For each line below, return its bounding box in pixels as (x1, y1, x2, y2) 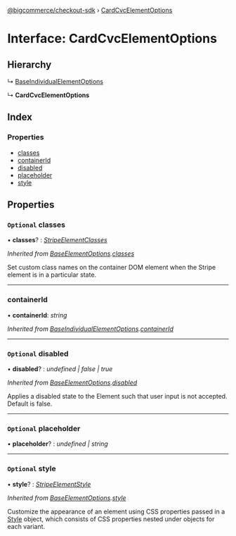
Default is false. (7, 399, 53, 408)
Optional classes (7, 220, 65, 230)
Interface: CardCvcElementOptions (7, 31, 218, 46)
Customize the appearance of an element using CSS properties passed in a (7, 507, 225, 516)
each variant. (7, 522, 46, 530)
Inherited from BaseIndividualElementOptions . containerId (7, 324, 174, 333)
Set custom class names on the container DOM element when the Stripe (7, 263, 216, 272)
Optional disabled (7, 349, 69, 359)
